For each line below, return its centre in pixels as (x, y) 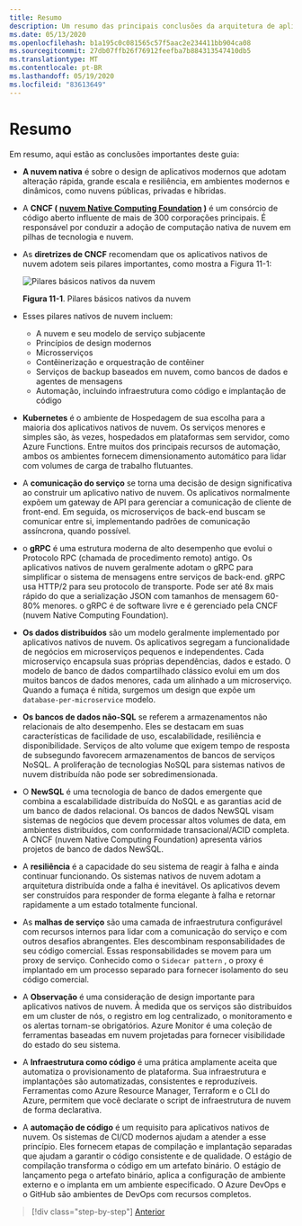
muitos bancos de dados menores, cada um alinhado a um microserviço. (157, 680)
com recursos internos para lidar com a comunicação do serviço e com (155, 931)
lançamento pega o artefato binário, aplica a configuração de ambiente (154, 1175)
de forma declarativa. (62, 1110)
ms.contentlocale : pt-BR (56, 68)
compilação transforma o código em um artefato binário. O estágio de (151, 1165)
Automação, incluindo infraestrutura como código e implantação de (161, 390)
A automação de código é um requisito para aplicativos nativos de (146, 1127)
